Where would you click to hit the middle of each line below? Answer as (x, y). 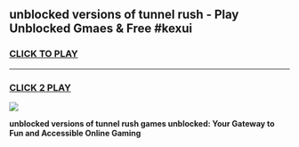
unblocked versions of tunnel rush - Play (124, 15)
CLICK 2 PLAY (40, 87)
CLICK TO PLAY (44, 54)
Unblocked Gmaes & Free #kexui (101, 29)
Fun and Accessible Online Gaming (75, 133)
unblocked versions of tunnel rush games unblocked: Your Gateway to (142, 123)
